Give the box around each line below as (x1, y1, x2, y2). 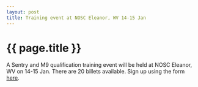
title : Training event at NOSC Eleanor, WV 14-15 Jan (6, 15, 147, 21)
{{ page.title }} (6, 41, 82, 55)
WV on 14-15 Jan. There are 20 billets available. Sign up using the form (6, 68, 185, 75)
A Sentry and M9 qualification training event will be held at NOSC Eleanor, (6, 61, 193, 69)
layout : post (6, 9, 40, 15)
